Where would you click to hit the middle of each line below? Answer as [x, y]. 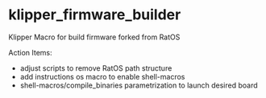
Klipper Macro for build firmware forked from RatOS [94, 37]
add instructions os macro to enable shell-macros [102, 76]
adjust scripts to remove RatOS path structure [96, 68]
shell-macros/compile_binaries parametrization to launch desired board [139, 85]
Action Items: [30, 52]
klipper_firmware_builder [95, 15]
